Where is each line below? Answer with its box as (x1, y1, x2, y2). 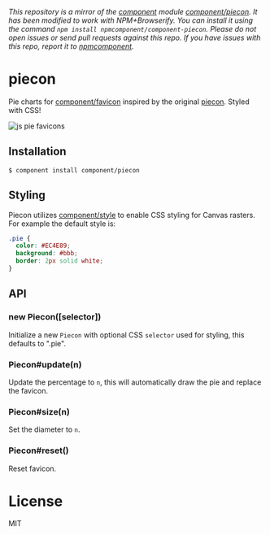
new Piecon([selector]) (8, 311, 102, 323)
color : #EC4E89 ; (15, 241, 71, 250)
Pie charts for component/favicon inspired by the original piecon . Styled (8, 97, 250, 107)
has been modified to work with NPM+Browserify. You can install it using (8, 15, 254, 25)
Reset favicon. (8, 463, 57, 473)
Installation (8, 145, 67, 159)
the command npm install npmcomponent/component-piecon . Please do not (8, 24, 257, 33)
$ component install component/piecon (8, 166, 140, 174)
